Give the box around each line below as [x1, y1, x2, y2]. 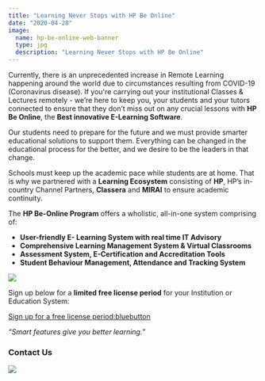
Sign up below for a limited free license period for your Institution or [8, 288, 232, 297]
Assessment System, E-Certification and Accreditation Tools [19, 250, 226, 258]
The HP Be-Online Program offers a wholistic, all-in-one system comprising [8, 209, 256, 218]
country [8, 185, 34, 194]
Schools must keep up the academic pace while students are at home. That [8, 168, 255, 177]
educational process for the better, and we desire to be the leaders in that [8, 144, 249, 154]
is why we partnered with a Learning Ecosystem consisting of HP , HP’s [8, 177, 242, 186]
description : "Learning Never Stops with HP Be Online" [15, 48, 204, 56]
